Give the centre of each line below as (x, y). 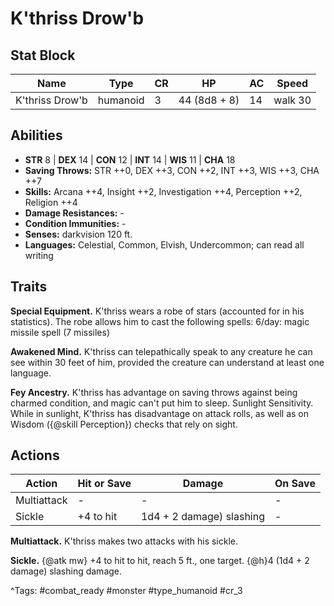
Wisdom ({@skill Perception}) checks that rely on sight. (124, 424)
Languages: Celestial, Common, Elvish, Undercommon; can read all (164, 244)
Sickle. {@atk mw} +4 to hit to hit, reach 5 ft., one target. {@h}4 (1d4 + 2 (160, 561)
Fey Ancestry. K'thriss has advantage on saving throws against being (154, 392)
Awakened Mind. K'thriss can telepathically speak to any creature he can (161, 351)
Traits (29, 287)
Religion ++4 (51, 202)
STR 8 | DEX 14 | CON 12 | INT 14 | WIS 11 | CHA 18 (130, 159)
